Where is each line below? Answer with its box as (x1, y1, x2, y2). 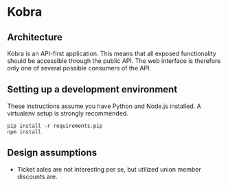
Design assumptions (7, 147, 98, 159)
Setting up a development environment (7, 83, 178, 96)
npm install (7, 128, 41, 135)
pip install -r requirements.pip (7, 122, 103, 129)
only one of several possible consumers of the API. (7, 64, 152, 72)
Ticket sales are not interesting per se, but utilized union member (16, 165, 201, 173)
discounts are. (16, 172, 58, 181)
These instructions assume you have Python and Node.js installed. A (7, 102, 201, 110)
